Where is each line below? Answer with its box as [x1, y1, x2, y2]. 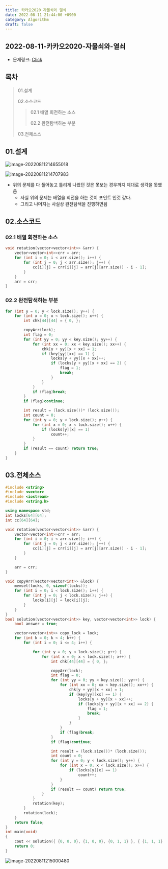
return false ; [14, 820, 44, 825]
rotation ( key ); [32, 801, 65, 806]
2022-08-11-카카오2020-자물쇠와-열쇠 [5, 42, 126, 51]
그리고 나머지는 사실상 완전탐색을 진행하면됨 [20, 200, 108, 207]
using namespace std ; [5, 508, 51, 514]
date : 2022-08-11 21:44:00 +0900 [5, 12, 76, 17]
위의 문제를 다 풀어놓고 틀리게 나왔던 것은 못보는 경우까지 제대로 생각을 [12, 181, 153, 188]
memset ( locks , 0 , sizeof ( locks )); [14, 583, 88, 588]
